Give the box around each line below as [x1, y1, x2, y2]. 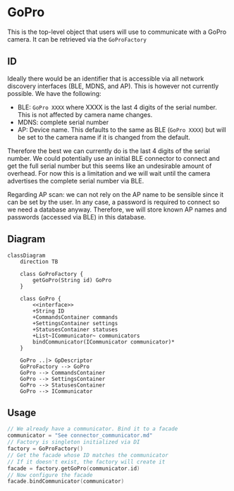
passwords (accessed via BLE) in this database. [7, 212, 147, 221]
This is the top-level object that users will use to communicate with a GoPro [7, 28, 227, 36]
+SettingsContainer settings [32, 320, 118, 327]
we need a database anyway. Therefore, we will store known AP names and [7, 205, 227, 214]
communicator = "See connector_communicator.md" [7, 432, 153, 440]
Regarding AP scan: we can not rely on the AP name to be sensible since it [7, 190, 224, 198]
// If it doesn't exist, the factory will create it [7, 458, 166, 466]
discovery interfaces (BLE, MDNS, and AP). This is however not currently [7, 82, 219, 90]
